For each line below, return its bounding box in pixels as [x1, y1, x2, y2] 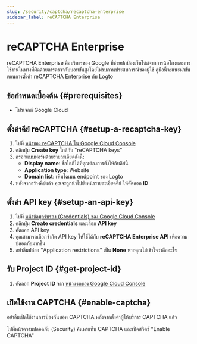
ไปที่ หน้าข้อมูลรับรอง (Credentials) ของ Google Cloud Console [15, 212, 155, 220]
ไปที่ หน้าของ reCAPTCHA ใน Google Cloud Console [15, 140, 136, 147]
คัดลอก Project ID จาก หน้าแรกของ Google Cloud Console [15, 280, 146, 287]
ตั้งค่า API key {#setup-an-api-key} [7, 197, 133, 207]
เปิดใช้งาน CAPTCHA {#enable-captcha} [7, 298, 151, 308]
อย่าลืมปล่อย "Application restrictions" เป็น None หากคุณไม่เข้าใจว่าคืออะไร [15, 246, 177, 254]
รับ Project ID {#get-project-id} [7, 264, 121, 274]
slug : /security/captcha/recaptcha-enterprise [7, 8, 124, 15]
